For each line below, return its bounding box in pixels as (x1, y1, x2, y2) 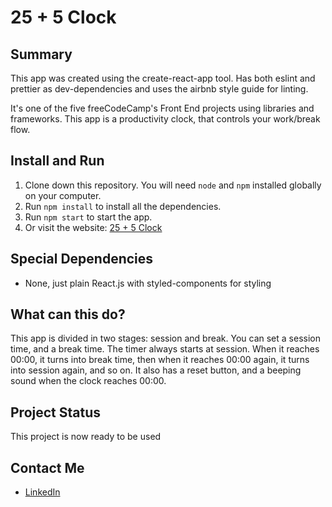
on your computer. (24, 189, 102, 201)
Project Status (10, 404, 102, 421)
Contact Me (10, 459, 85, 476)
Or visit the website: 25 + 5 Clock (24, 221, 163, 233)
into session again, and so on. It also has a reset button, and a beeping (10, 364, 302, 376)
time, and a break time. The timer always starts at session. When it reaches (10, 343, 320, 355)
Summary (10, 46, 73, 63)
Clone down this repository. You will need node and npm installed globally (24, 179, 322, 191)
